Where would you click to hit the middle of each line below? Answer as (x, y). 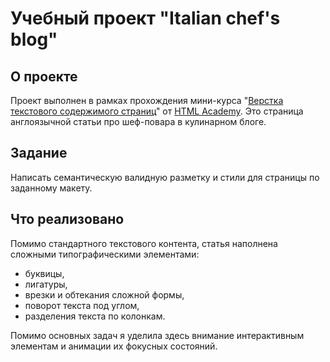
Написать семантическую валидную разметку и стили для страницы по (165, 177)
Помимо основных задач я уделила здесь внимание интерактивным (157, 335)
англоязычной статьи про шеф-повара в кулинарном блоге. (138, 121)
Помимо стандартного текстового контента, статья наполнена (144, 243)
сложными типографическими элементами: (105, 254)
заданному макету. (51, 188)
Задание (39, 153)
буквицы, (44, 273)
